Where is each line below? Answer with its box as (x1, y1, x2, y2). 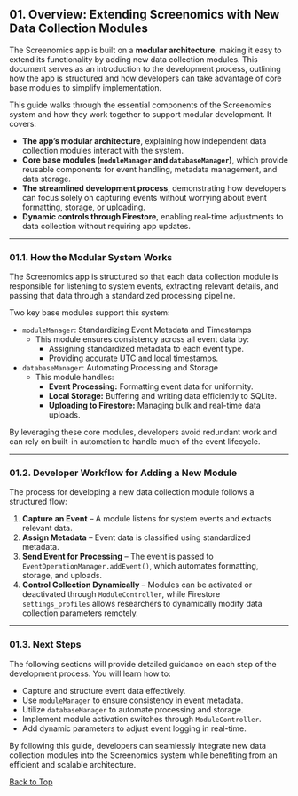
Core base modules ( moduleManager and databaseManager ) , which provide (21, 155, 288, 165)
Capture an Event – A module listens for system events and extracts (21, 513, 272, 524)
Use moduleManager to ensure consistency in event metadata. (21, 695, 244, 705)
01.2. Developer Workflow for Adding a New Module (9, 466, 238, 479)
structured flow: (9, 497, 68, 507)
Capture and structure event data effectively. (21, 685, 186, 696)
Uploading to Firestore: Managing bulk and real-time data (48, 400, 262, 411)
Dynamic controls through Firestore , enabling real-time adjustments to (21, 211, 284, 221)
